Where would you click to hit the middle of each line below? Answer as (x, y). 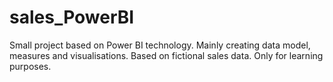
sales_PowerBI (72, 17)
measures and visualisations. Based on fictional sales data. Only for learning (166, 55)
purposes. (30, 66)
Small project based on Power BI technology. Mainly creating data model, (160, 45)
